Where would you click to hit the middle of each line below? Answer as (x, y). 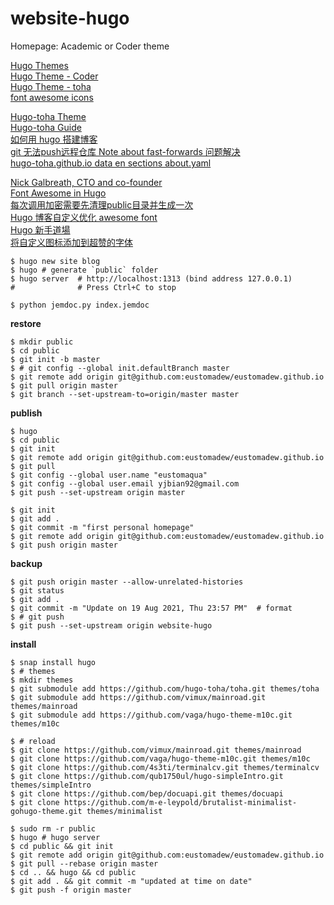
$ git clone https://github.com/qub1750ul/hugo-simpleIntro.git (147, 776)
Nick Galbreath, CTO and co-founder (86, 182)
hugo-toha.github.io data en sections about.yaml (111, 163)
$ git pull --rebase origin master (84, 863)
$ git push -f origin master (71, 890)
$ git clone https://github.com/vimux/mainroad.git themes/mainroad (156, 750)
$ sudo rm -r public (53, 828)
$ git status (37, 590)
